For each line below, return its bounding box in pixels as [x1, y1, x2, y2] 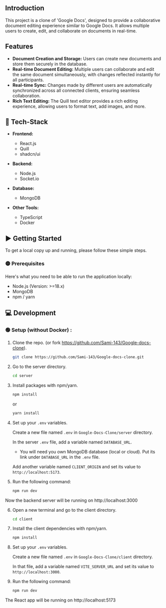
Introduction [5, 4, 45, 12]
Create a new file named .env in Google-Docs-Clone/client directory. [12, 554, 153, 560]
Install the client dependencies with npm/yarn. [12, 526, 108, 532]
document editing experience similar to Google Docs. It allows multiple [5, 22, 150, 28]
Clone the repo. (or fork [12, 340, 61, 346]
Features [5, 42, 33, 51]
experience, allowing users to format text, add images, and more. [12, 103, 146, 109]
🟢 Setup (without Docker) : [5, 326, 72, 333]
